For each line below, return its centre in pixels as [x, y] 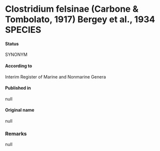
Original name [20, 110]
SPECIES [23, 30]
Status [12, 44]
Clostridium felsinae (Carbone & [72, 9]
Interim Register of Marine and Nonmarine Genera [56, 76]
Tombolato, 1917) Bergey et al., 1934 [80, 19]
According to [19, 66]
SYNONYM [16, 54]
